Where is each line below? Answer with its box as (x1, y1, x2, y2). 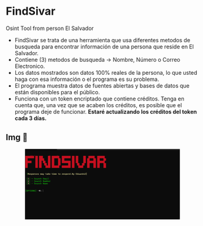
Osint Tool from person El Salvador (6, 24, 94, 32)
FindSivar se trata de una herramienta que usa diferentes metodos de (14, 36, 191, 43)
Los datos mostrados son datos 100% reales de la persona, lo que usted (14, 69, 197, 76)
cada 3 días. (14, 115, 47, 122)
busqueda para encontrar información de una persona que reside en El (14, 43, 194, 50)
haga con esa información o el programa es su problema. (14, 75, 159, 83)
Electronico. (14, 62, 45, 70)
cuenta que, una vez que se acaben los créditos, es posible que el (14, 101, 182, 108)
